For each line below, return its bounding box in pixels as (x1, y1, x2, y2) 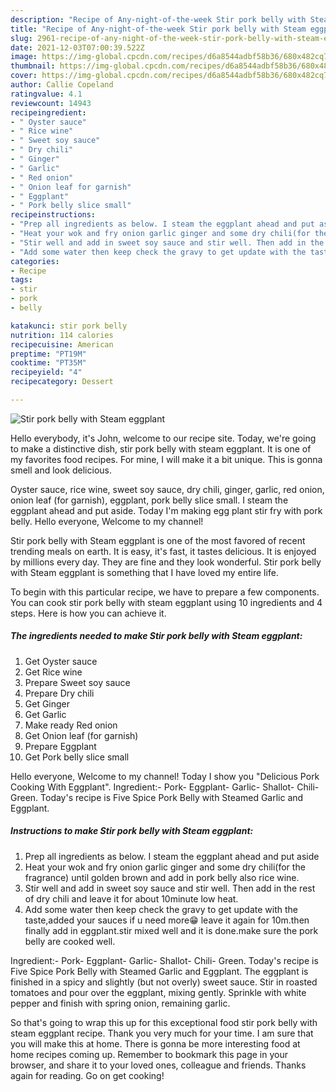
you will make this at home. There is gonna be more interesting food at (10, 1037, 301, 1050)
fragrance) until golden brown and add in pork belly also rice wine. (24, 871, 300, 883)
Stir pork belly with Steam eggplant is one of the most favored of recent (10, 534, 306, 546)
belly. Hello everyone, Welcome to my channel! (10, 515, 204, 527)
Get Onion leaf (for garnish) (24, 729, 139, 741)
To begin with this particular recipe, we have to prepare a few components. (10, 586, 320, 598)
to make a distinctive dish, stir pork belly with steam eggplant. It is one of (10, 442, 312, 455)
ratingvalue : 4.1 (10, 89, 83, 99)
